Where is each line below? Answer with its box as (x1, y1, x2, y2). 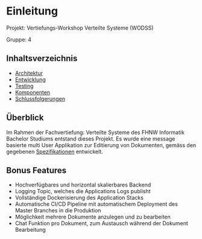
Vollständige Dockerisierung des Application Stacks (14, 194, 144, 202)
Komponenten (14, 89, 50, 96)
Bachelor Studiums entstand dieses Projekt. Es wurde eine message (6, 135, 175, 142)
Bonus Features (6, 165, 67, 176)
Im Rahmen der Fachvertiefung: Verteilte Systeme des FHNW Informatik (6, 129, 185, 136)
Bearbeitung (14, 226, 46, 234)
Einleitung (6, 4, 58, 18)
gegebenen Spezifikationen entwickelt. (6, 148, 104, 155)
